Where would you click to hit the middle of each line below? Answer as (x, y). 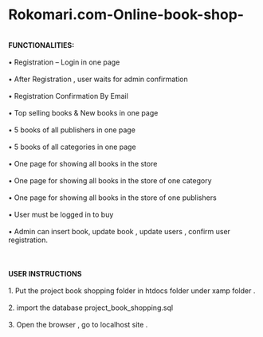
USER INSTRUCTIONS (45, 273)
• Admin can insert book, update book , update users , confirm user (120, 231)
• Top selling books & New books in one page (83, 112)
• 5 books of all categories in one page (73, 147)
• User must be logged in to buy (61, 214)
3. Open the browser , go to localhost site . (78, 324)
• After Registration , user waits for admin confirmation (98, 79)
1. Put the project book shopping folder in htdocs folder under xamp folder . (132, 290)
